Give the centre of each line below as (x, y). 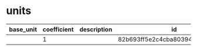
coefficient (58, 29)
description (96, 29)
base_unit (23, 29)
